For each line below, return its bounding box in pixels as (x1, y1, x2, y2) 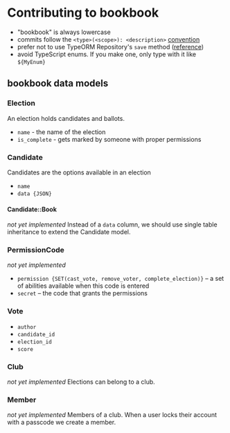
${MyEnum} (17, 58, 46, 65)
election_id (17, 338, 52, 345)
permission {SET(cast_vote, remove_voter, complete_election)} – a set (17, 275, 224, 283)
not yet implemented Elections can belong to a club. (7, 377, 156, 386)
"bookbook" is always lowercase (17, 28, 111, 36)
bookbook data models (7, 78, 109, 90)
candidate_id (17, 331, 55, 338)
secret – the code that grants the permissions (17, 289, 148, 297)
